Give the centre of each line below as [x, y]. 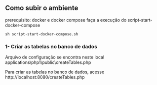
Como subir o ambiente [42, 8]
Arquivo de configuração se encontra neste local [55, 57]
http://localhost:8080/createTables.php [45, 77]
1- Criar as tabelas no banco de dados [51, 46]
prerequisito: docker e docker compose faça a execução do [66, 20]
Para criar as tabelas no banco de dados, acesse [55, 72]
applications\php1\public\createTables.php [48, 62]
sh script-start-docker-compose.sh [42, 34]
